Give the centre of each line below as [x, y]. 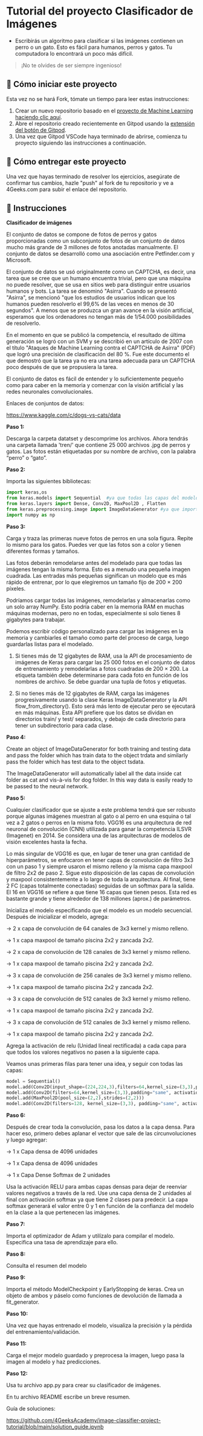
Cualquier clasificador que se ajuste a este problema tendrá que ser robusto [101, 809]
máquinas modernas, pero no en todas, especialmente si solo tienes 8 [93, 613]
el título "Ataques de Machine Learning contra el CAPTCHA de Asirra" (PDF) [101, 348]
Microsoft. [19, 260]
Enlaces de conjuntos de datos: [45, 403]
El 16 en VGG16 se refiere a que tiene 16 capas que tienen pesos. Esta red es [101, 892]
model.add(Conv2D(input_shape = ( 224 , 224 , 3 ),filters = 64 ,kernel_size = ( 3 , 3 [98, 1087]
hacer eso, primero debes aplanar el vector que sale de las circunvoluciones [101, 1134]
